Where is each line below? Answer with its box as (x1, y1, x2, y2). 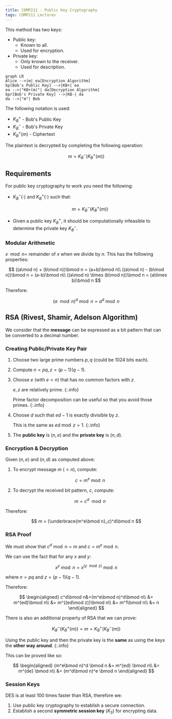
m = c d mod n (74, 497, 106, 504)
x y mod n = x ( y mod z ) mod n (55, 563, 118, 570)
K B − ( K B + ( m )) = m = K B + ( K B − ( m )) (52, 625, 121, 633)
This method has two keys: (5, 26, 63, 32)
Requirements (5, 169, 51, 178)
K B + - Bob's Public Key (12, 115, 62, 123)
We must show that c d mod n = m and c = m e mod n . (5, 542, 119, 549)
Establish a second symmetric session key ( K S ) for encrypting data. (12, 708, 158, 715)
